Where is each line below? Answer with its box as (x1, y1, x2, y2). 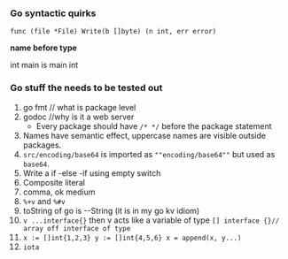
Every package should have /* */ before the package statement (35, 120, 273, 131)
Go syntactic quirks (10, 7, 97, 19)
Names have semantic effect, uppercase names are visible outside (22, 130, 267, 141)
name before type (10, 42, 78, 53)
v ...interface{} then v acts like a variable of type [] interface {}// (22, 215, 280, 225)
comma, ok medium (22, 187, 96, 197)
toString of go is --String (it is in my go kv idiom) (22, 205, 200, 216)
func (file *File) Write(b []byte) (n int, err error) (10, 27, 217, 36)
